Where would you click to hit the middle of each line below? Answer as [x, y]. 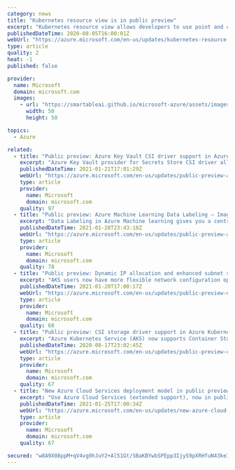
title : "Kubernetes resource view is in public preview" [92, 20]
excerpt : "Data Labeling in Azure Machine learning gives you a [115, 222]
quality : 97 [37, 208]
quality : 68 [37, 326]
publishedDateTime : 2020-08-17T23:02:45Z [81, 345]
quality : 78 [37, 267]
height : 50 [42, 118]
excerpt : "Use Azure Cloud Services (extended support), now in [115, 397]
